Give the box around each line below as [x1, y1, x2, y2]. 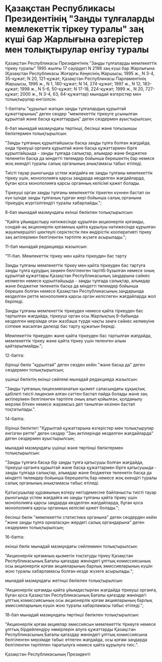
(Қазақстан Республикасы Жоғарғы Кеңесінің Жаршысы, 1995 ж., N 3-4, [5, 70, 155, 76]
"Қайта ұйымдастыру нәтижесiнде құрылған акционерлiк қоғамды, [5, 219, 145, 225]
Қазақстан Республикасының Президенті [5, 651, 91, 657]
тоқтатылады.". [5, 406, 36, 412]
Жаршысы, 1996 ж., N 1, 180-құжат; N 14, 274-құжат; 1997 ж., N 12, [5, 81, 142, 86]
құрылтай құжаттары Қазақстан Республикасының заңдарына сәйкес [5, 273, 150, 278]
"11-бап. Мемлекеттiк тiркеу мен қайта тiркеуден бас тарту [5, 253, 127, 258]
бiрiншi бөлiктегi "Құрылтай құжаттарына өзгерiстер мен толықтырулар [5, 425, 154, 431]
